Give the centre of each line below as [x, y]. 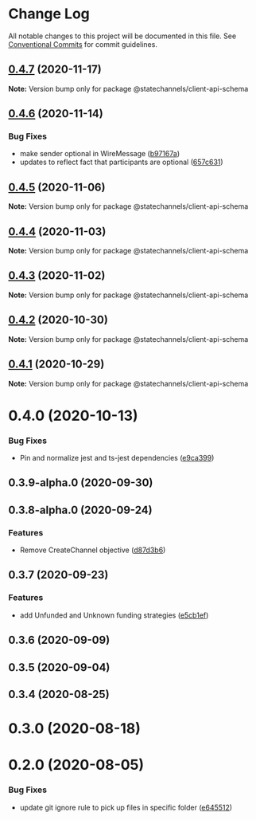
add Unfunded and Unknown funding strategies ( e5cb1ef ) [114, 615]
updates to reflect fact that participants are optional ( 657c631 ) [122, 162]
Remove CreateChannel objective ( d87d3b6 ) [93, 550]
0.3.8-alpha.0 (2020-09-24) [80, 510]
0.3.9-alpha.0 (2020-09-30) [81, 483]
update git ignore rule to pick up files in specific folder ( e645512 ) [126, 807]
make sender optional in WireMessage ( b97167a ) [100, 154]
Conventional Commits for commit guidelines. [83, 44]
